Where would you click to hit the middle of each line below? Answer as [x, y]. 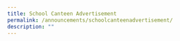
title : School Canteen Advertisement [62, 14]
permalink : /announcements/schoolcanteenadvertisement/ [90, 20]
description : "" [31, 26]
